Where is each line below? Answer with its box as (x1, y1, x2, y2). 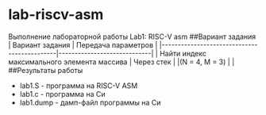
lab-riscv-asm (8, 6, 104, 24)
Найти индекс (160, 48, 207, 58)
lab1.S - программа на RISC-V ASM (19, 81, 138, 90)
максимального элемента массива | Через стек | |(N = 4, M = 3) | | (8, 57, 235, 67)
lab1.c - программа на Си (19, 89, 106, 98)
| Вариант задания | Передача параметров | (8, 40, 158, 49)
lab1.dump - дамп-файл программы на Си (19, 98, 161, 107)
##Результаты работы (8, 65, 83, 75)
